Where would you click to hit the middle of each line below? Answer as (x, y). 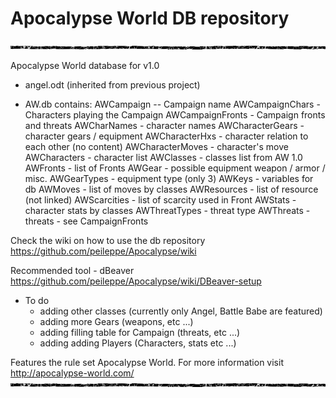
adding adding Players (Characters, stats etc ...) (138, 343)
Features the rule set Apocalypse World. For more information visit (147, 362)
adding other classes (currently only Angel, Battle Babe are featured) (181, 311)
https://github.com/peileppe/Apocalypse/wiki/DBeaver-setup (136, 281)
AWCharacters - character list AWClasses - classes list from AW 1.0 (163, 157)
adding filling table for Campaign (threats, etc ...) (140, 332)
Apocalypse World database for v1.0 (85, 65)
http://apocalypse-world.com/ (72, 373)
